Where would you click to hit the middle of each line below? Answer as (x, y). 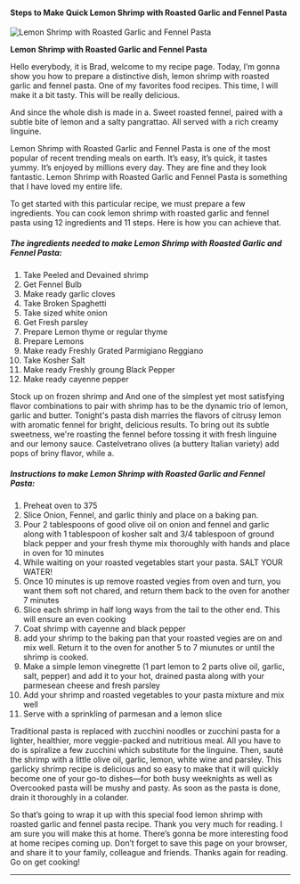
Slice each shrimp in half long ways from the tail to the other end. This (151, 610)
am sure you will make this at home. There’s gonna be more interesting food (149, 834)
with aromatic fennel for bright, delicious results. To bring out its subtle (140, 425)
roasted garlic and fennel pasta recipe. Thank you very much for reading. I (146, 824)
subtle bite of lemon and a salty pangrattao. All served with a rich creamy (144, 122)
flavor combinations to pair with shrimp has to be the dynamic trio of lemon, (149, 406)
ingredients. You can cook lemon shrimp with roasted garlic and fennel (140, 213)
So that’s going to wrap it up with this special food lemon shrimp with (137, 814)
